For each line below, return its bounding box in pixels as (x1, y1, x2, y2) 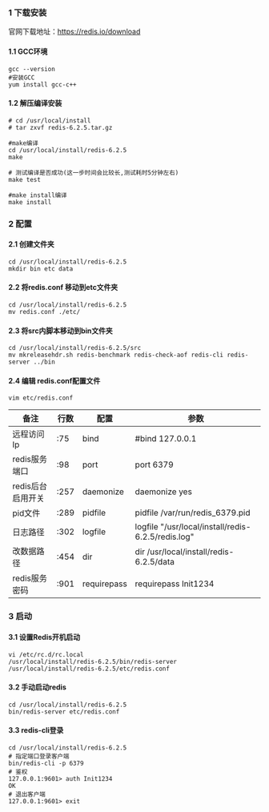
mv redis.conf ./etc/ (8, 308, 81, 316)
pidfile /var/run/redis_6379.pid (134, 507, 251, 518)
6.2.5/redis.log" (134, 531, 195, 542)
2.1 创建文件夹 (8, 239, 54, 249)
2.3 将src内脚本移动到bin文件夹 (8, 326, 114, 336)
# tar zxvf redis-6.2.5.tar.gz (8, 123, 113, 131)
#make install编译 (8, 191, 67, 199)
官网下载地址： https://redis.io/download (8, 26, 141, 37)
